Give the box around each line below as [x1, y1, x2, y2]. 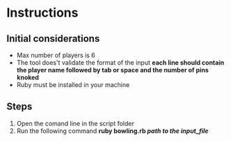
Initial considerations [6, 33, 100, 45]
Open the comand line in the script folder [16, 119, 135, 127]
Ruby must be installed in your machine [16, 81, 130, 88]
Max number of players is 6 [16, 51, 95, 59]
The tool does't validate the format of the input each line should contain [16, 58, 225, 67]
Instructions [6, 5, 79, 21]
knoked [16, 73, 40, 81]
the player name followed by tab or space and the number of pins [16, 66, 209, 74]
